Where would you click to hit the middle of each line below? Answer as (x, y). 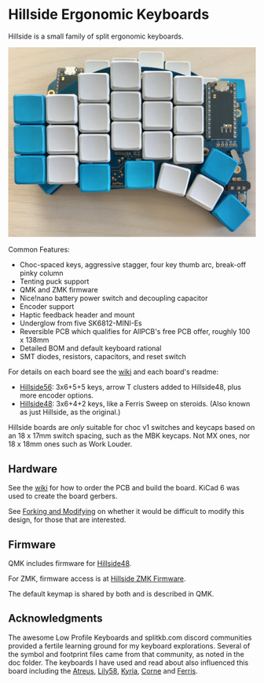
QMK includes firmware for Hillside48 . (70, 563)
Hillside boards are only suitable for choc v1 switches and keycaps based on (132, 428)
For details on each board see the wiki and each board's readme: (113, 372)
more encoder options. (57, 395)
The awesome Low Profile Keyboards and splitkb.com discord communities (130, 637)
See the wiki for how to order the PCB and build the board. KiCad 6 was (124, 488)
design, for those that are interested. (67, 520)
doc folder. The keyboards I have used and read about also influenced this (128, 663)
